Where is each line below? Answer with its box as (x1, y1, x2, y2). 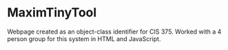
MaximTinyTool (7, 5, 97, 21)
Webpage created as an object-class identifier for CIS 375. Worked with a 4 (7, 27, 222, 36)
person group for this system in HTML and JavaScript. (7, 34, 161, 42)
